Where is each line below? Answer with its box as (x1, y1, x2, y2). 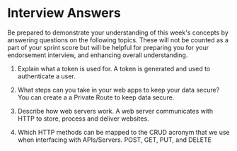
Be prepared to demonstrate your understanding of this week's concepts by (7, 28, 229, 37)
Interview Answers (7, 5, 122, 21)
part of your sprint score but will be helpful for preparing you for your (7, 43, 209, 52)
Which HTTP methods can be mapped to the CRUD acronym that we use (17, 128, 230, 136)
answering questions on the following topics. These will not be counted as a (7, 35, 229, 44)
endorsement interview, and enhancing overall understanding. (7, 51, 188, 59)
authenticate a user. (17, 72, 76, 80)
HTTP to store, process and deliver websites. (17, 114, 150, 123)
